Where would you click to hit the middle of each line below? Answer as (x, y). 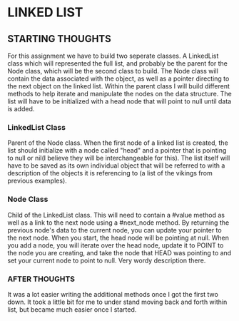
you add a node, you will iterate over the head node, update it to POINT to (116, 245)
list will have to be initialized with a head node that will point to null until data (119, 101)
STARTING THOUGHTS (60, 39)
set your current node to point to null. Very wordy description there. (107, 260)
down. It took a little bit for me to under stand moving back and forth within (117, 302)
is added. (21, 109)
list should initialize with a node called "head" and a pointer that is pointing (117, 151)
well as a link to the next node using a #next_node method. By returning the (118, 223)
